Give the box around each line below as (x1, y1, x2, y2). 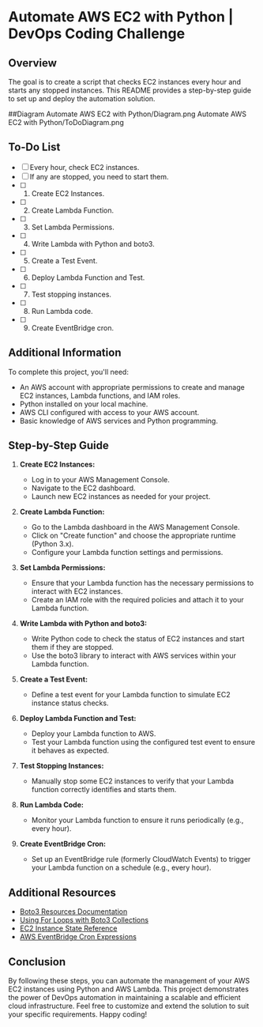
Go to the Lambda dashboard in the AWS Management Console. (31, 523, 240, 532)
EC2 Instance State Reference (19, 923, 118, 933)
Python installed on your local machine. (19, 399, 148, 409)
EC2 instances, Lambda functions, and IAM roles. (19, 391, 181, 400)
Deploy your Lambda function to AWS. (31, 729, 156, 738)
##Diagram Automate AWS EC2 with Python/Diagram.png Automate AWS (8, 109, 247, 119)
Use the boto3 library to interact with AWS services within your (31, 651, 237, 660)
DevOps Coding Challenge (8, 25, 186, 43)
